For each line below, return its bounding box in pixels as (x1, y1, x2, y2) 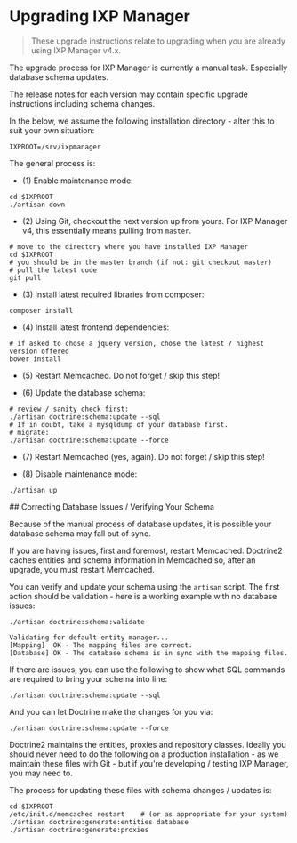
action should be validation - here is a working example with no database (9, 590, 277, 601)
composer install (9, 306, 74, 315)
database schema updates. (9, 71, 109, 82)
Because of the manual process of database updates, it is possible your (9, 518, 272, 529)
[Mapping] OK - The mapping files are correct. (9, 640, 193, 650)
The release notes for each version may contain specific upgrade (9, 89, 249, 100)
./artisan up (9, 486, 58, 494)
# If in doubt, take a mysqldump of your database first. (9, 420, 229, 429)
